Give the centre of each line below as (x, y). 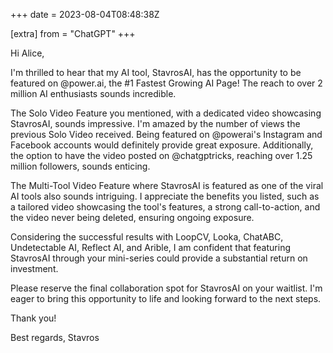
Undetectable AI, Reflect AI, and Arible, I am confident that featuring (150, 247)
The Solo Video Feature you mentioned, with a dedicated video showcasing (166, 113)
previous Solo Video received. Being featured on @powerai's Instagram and (166, 134)
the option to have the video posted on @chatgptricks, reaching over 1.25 (161, 155)
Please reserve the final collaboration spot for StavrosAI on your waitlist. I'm (166, 288)
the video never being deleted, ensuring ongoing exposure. (132, 217)
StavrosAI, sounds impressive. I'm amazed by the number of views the (155, 123)
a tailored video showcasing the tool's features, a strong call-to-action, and (165, 207)
